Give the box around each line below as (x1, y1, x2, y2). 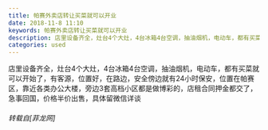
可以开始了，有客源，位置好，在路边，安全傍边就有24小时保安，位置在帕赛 (8, 74, 255, 83)
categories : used (8, 41, 66, 49)
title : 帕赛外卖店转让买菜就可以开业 (8, 11, 117, 20)
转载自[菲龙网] (8, 113, 56, 123)
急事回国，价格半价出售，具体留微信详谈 (8, 94, 141, 103)
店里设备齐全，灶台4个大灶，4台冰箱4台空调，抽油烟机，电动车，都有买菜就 (8, 64, 260, 74)
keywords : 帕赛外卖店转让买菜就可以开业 (8, 26, 128, 34)
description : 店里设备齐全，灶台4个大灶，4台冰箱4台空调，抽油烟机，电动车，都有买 (8, 33, 256, 42)
